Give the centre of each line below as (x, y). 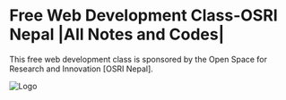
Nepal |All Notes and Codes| (117, 34)
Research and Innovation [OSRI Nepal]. (82, 69)
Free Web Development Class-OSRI (143, 16)
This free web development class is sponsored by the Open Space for (138, 59)
